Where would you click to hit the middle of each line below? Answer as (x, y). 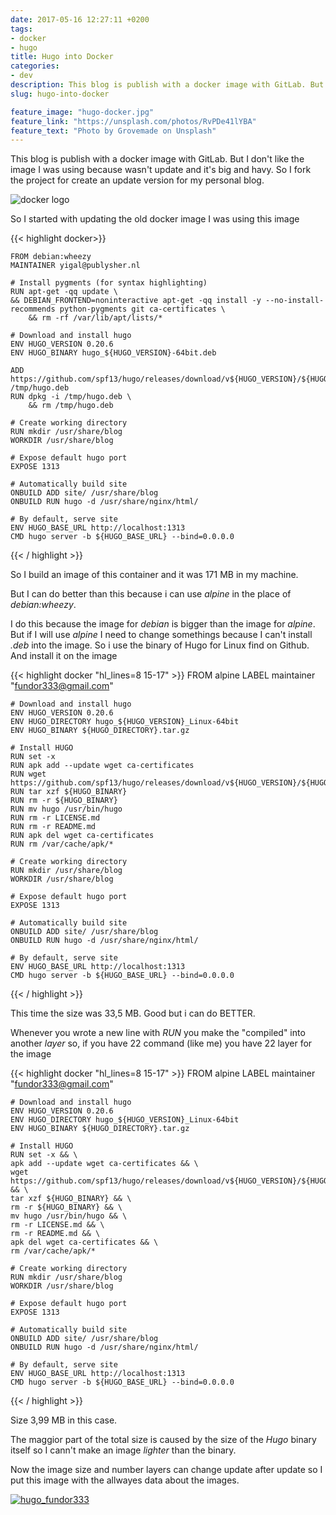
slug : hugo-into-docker (60, 94)
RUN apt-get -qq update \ (64, 292)
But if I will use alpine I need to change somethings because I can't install (161, 635)
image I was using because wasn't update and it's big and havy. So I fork (161, 170)
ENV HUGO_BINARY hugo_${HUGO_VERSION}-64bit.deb (113, 353)
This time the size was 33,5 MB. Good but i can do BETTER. (133, 1013)
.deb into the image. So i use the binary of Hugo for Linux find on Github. (160, 645)
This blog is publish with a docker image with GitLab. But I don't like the (157, 159)
